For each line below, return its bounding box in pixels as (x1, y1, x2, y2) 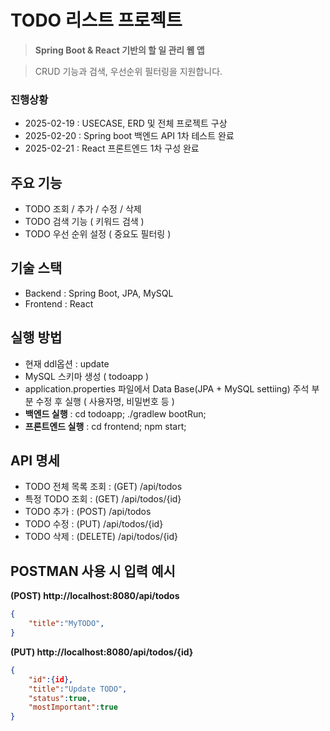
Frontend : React (24, 297, 94, 310)
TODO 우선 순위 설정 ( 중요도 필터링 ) (24, 228, 172, 240)
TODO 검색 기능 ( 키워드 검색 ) (24, 216, 145, 228)
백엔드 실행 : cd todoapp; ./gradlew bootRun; (24, 407, 207, 420)
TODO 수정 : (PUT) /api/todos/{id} (24, 518, 164, 530)
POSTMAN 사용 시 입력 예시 (10, 562, 176, 580)
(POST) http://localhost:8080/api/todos (10, 590, 180, 602)
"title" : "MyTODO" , (28, 619, 105, 629)
